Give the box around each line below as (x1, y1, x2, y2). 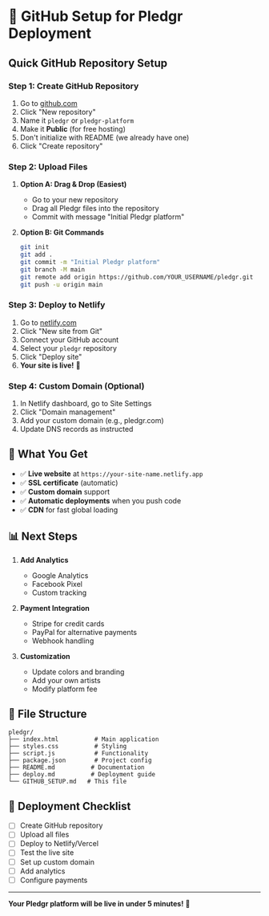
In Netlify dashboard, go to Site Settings (19, 399, 152, 409)
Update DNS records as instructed (19, 425, 134, 434)
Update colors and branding (31, 666, 125, 677)
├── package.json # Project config (8, 756, 152, 765)
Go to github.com (19, 98, 78, 108)
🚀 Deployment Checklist (8, 799, 131, 813)
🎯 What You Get (8, 447, 88, 461)
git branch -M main (19, 265, 86, 274)
